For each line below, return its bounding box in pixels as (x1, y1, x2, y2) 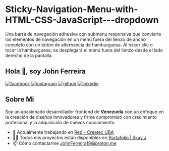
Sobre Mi (5, 95, 34, 104)
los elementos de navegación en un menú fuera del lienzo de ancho (5, 36, 146, 42)
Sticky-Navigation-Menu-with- (5, 4, 138, 15)
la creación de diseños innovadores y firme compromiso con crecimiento (5, 114, 157, 120)
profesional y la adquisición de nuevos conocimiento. (5, 119, 116, 125)
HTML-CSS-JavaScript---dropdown (5, 14, 159, 26)
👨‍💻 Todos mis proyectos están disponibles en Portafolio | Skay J (12, 134, 147, 140)
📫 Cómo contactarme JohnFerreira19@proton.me (12, 140, 117, 146)
